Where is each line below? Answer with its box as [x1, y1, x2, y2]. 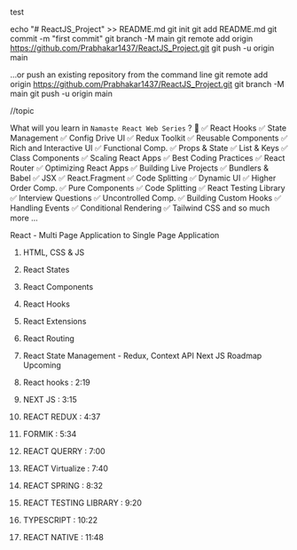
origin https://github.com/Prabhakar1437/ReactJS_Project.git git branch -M [10, 79, 285, 89]
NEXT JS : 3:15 [22, 395, 78, 404]
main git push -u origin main [10, 88, 113, 99]
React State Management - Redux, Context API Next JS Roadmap [22, 350, 262, 361]
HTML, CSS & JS [22, 247, 85, 258]
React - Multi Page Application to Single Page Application [10, 230, 220, 240]
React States [22, 265, 70, 275]
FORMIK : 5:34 [22, 429, 77, 439]
